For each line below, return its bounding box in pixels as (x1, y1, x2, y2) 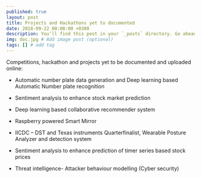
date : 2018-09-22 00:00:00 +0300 (6, 25, 90, 32)
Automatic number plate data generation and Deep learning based (14, 76, 178, 84)
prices (14, 153, 31, 160)
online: (6, 65, 23, 72)
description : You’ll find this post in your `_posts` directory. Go (6, 31, 181, 37)
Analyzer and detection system (14, 135, 92, 142)
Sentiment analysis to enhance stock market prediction (14, 94, 151, 102)
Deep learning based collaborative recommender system (14, 106, 156, 113)
